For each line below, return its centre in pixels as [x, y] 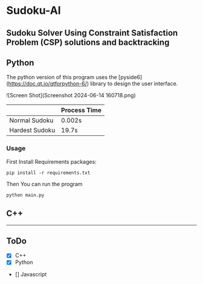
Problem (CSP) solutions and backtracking [88, 42]
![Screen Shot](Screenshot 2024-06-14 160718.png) [71, 95]
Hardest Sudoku [32, 131]
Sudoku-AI [34, 11]
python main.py [25, 195]
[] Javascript [31, 274]
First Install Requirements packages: [51, 161]
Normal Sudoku [31, 120]
